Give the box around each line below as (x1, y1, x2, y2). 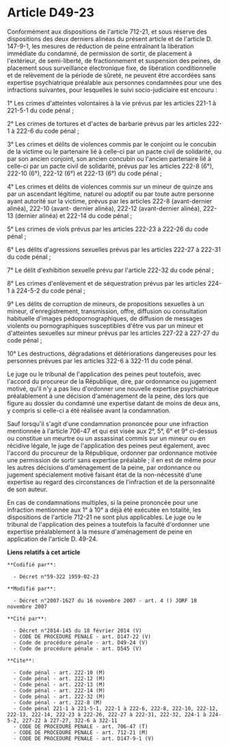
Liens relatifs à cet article (7, 548, 81, 556)
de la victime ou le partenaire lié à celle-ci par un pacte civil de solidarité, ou (7, 147, 222, 155)
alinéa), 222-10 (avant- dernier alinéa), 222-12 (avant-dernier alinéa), (7, 204, 202, 212)
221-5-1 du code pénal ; (7, 106, 74, 114)
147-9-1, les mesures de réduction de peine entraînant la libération (7, 42, 194, 50)
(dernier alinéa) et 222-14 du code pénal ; (14, 211, 133, 220)
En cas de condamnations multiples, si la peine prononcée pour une (7, 498, 198, 506)
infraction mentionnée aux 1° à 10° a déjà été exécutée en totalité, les (7, 506, 202, 514)
